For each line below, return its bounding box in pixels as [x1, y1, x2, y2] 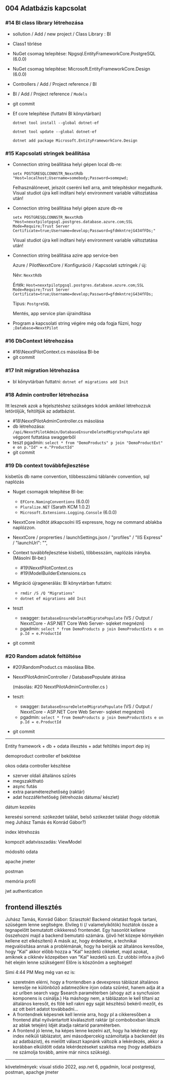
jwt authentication [5, 888, 43, 894]
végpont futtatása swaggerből [12, 434, 76, 440]
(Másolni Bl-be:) [12, 555, 47, 561]
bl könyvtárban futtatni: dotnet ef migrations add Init [12, 378, 129, 385]
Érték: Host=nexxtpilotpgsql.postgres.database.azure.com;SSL [12, 282, 144, 288]
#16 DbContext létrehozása [5, 337, 74, 344]
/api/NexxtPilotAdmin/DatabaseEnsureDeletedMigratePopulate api [12, 428, 150, 434]
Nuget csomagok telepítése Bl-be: [12, 489, 84, 495]
